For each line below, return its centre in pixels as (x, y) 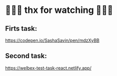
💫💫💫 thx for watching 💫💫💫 (59, 10)
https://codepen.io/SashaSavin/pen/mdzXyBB (52, 40)
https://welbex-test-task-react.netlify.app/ (48, 68)
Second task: (26, 56)
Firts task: (21, 29)
